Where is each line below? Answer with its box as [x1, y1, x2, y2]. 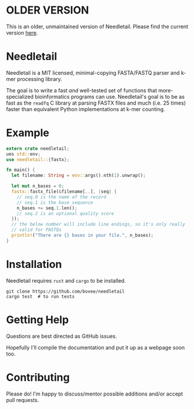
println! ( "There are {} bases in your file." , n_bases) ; [11, 233, 154, 239]
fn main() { [6, 167, 35, 173]
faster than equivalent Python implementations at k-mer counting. [6, 105, 166, 112]
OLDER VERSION [6, 4, 89, 17]
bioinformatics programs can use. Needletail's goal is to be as [35, 93, 185, 100]
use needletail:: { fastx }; [6, 156, 69, 162]
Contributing [6, 371, 70, 384]
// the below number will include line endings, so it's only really [11, 222, 185, 227]
